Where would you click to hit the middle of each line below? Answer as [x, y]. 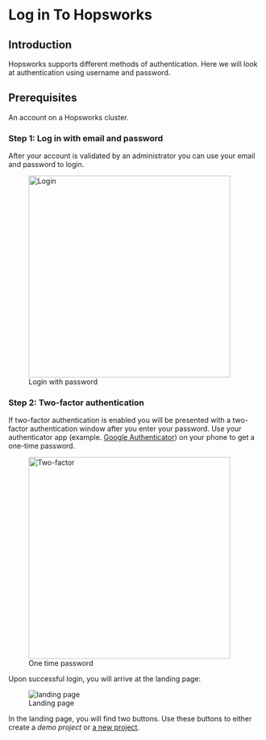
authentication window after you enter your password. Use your [135, 429]
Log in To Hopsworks [81, 15]
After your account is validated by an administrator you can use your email [132, 156]
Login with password [63, 382]
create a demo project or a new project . [74, 727]
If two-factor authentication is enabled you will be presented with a [120, 420]
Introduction [40, 45]
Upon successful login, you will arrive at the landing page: [105, 679]
